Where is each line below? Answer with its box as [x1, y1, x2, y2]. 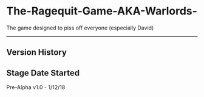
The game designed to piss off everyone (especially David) [6, 24, 154, 31]
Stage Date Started [6, 67, 80, 78]
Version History [6, 47, 67, 58]
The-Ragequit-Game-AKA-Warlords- [6, 4, 197, 18]
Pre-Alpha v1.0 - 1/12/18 [6, 84, 66, 91]
